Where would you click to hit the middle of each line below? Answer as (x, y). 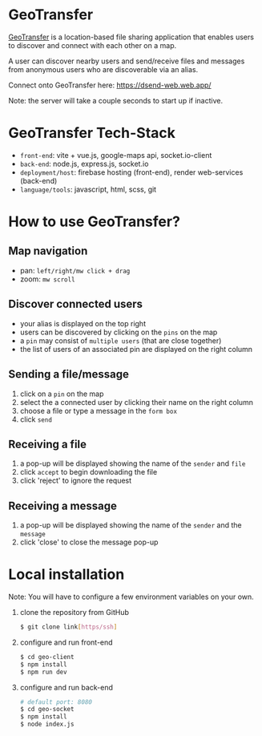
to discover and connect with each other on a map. (93, 45)
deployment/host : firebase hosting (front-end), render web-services (131, 172)
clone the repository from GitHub (75, 613)
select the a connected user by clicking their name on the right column (137, 402)
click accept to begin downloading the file (89, 472)
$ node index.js (47, 724)
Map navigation (48, 251)
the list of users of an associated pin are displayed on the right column (136, 349)
